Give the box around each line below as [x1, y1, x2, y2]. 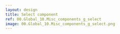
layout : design [5, 7, 38, 12]
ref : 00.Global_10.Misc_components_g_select [5, 16, 102, 21]
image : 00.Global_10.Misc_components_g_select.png [5, 21, 115, 26]
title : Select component [5, 12, 58, 17]
